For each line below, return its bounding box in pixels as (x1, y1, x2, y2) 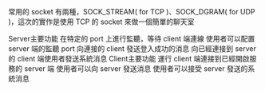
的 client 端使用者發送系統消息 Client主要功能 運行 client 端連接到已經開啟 (8, 54, 250, 63)
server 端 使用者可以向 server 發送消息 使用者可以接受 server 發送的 (23, 64, 248, 73)
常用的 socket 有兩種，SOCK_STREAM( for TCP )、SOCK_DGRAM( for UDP (8, 7, 255, 16)
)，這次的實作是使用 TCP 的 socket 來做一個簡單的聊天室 (8, 17, 195, 26)
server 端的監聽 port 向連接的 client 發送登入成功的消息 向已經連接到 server (8, 44, 257, 53)
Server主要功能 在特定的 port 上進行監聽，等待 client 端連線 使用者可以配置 (8, 34, 255, 43)
